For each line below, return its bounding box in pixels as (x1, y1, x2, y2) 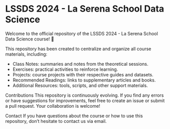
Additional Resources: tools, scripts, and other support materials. (12, 82, 148, 89)
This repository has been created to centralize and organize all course (5, 46, 152, 52)
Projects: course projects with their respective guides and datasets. (12, 71, 153, 77)
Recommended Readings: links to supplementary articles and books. (12, 77, 156, 83)
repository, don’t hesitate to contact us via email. (5, 118, 107, 124)
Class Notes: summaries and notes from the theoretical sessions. (12, 61, 148, 67)
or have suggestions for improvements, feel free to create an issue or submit (5, 97, 165, 104)
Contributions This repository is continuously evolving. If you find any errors (5, 92, 164, 98)
